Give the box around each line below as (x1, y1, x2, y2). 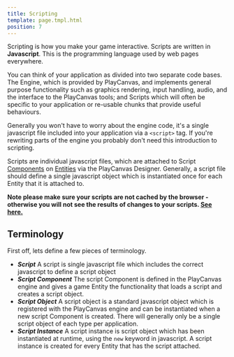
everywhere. (7, 57, 44, 66)
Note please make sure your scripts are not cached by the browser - (7, 193, 209, 201)
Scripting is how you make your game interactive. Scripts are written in (7, 43, 211, 51)
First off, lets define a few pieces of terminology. (7, 247, 147, 255)
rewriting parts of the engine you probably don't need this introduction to (7, 136, 218, 145)
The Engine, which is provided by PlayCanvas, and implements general (7, 78, 212, 87)
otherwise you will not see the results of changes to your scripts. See (7, 201, 212, 209)
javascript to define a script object (17, 268, 117, 276)
